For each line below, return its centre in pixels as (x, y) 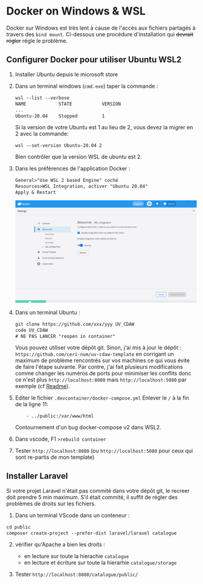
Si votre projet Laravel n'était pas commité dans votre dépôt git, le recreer (98, 490)
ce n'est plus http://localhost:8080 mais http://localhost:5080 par (101, 380)
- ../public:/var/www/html (60, 416)
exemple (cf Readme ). (43, 386)
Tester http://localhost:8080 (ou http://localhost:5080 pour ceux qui (104, 450)
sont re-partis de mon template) (55, 457)
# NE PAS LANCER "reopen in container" (65, 336)
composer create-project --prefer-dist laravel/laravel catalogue (92, 533)
